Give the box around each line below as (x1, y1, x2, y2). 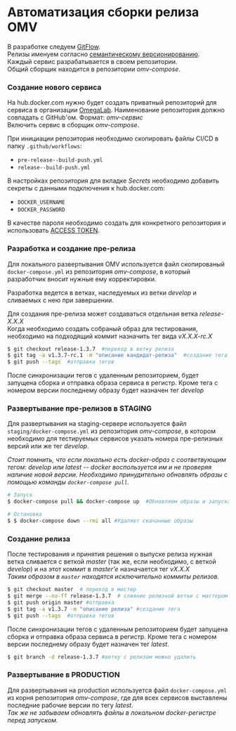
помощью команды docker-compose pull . (7, 478, 130, 486)
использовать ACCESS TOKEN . (7, 226, 100, 235)
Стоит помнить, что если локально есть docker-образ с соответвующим (7, 455, 227, 464)
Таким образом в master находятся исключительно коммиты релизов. (7, 572, 220, 581)
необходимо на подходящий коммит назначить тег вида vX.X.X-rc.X (7, 332, 213, 340)
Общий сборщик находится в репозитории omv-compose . (7, 65, 181, 73)
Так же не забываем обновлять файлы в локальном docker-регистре (7, 708, 216, 717)
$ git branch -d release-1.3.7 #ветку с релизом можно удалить (7, 653, 197, 661)
